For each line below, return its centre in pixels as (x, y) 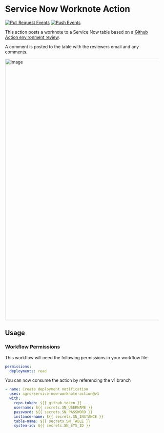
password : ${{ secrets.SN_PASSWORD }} (53, 412)
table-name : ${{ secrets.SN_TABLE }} (52, 421)
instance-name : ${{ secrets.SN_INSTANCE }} (59, 416)
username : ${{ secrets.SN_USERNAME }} (53, 407)
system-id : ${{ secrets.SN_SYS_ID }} (52, 426)
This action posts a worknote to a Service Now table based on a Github (77, 32)
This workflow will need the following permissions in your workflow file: (77, 357)
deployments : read (28, 371)
